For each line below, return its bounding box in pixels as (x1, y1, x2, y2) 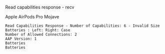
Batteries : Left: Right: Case (5, 28, 70, 33)
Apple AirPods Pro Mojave (5, 14, 59, 19)
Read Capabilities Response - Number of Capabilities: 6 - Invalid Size (5, 23, 160, 28)
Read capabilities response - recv (5, 4, 74, 10)
